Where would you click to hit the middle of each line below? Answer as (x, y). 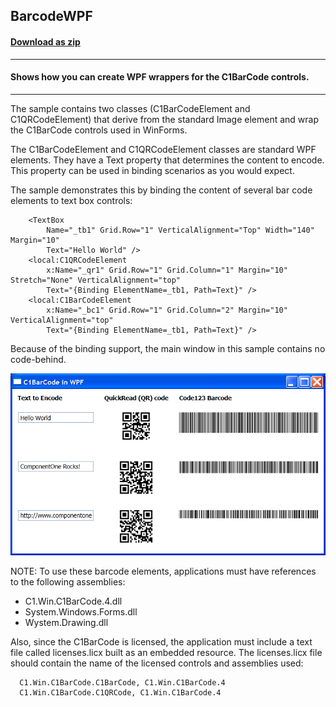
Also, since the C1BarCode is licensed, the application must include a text (161, 641)
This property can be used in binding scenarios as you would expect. (152, 170)
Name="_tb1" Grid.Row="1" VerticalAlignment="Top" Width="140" (180, 230)
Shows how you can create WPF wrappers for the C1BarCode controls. (160, 77)
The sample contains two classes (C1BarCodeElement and (130, 108)
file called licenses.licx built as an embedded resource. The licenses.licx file (166, 652)
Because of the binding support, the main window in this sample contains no (168, 348)
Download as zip (45, 41)
